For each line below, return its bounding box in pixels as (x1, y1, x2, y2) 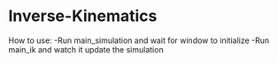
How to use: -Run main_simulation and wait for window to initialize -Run (8, 35, 270, 45)
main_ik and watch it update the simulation (8, 44, 165, 54)
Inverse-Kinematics (8, 6, 158, 26)
